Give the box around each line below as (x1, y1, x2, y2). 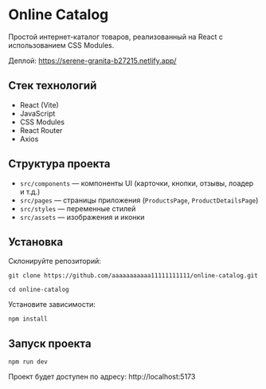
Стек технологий (8, 79, 97, 92)
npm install (8, 315, 48, 324)
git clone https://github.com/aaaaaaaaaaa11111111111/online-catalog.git (8, 272, 259, 280)
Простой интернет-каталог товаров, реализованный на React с (8, 32, 223, 41)
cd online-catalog (8, 285, 69, 294)
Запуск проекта (8, 336, 92, 350)
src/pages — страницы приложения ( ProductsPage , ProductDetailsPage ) (19, 195, 259, 205)
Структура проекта (8, 157, 111, 171)
